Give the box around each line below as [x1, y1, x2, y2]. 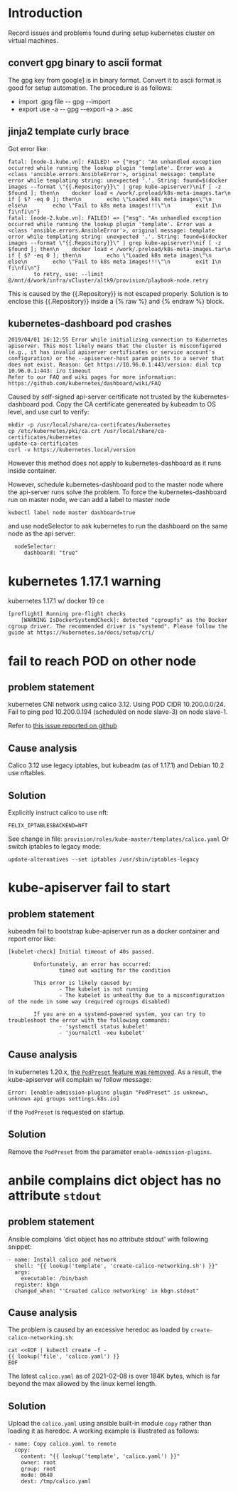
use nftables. [8, 769, 46, 777]
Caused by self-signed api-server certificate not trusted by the [8, 392, 192, 401]
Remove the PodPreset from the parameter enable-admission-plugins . [8, 1147, 212, 1156]
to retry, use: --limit [33, 270, 104, 277]
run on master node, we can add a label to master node [8, 496, 171, 504]
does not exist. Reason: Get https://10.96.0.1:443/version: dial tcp [8, 362, 222, 369]
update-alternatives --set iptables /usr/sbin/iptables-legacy [8, 856, 200, 863]
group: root [21, 1466, 56, 1473]
